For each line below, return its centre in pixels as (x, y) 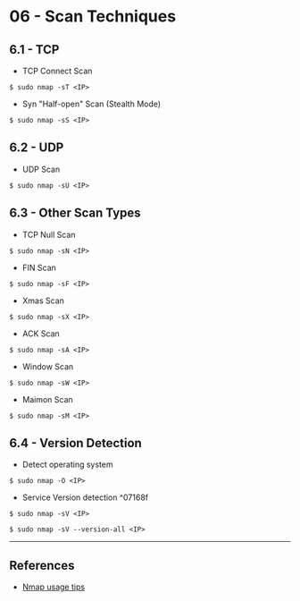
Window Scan (48, 366)
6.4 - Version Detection (76, 443)
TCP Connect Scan (57, 71)
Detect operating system (67, 465)
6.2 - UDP (37, 148)
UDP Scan (41, 169)
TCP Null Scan (49, 234)
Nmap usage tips (54, 587)
